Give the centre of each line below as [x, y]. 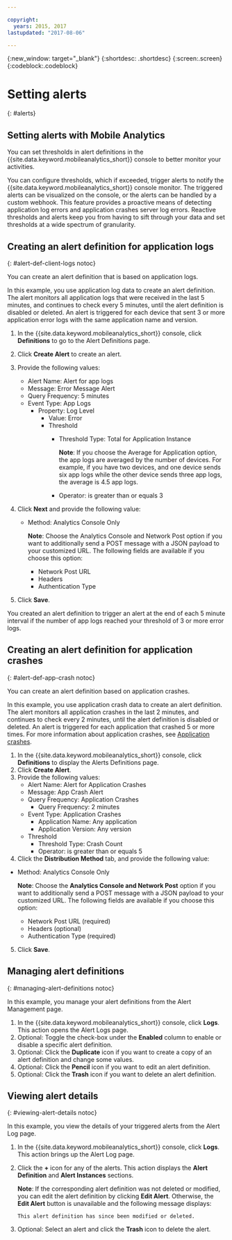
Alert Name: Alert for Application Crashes [87, 784]
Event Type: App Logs [59, 403]
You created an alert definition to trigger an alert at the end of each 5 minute [116, 613]
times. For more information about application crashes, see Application [109, 734]
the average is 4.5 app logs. [99, 482]
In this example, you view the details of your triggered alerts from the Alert [114, 1126]
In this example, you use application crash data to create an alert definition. [115, 704]
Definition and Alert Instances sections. [75, 1175]
